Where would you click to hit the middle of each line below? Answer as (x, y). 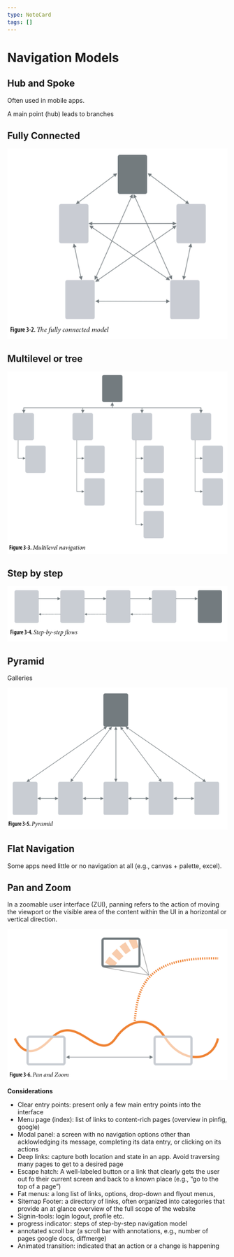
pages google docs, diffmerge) (62, 1239)
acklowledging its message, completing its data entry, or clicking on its (119, 1142)
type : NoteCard (29, 15)
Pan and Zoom (39, 888)
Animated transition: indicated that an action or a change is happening (118, 1246)
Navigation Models (63, 58)
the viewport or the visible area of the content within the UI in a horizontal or (117, 912)
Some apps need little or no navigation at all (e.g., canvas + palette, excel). (115, 866)
